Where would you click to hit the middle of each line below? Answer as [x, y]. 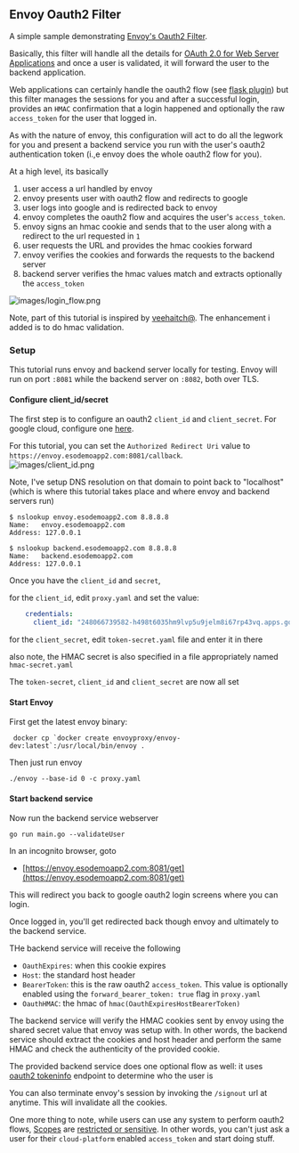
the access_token [53, 283]
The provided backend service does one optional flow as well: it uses [136, 1067]
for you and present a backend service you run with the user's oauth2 [137, 144]
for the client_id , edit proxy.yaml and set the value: [105, 598]
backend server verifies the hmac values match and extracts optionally [152, 273]
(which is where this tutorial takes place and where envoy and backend [139, 491]
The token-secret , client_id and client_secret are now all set [124, 682]
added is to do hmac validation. [67, 327]
